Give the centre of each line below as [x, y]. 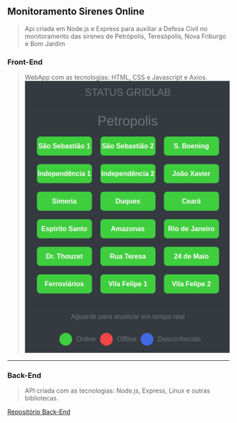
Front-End [25, 61]
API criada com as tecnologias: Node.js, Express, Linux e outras [117, 391]
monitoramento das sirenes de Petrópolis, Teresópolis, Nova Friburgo [125, 36]
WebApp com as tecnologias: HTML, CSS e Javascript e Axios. [116, 78]
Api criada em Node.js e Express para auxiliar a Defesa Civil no [116, 28]
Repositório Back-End [39, 412]
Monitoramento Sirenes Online [76, 12]
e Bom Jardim [45, 43]
